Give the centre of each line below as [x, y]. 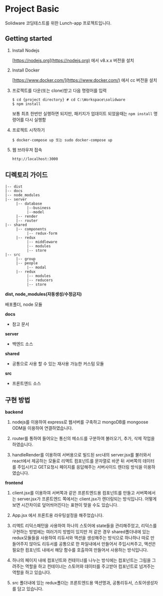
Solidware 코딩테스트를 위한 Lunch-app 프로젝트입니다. [58, 23]
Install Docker [26, 70]
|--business [39, 208]
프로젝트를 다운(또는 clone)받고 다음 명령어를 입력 [59, 90]
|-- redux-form [42, 233]
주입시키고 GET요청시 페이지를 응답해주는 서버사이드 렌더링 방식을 [80, 467]
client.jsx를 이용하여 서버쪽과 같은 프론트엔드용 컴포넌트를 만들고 [73, 493]
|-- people [27, 263]
